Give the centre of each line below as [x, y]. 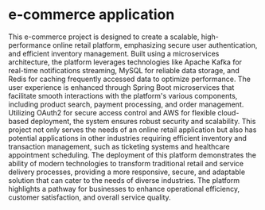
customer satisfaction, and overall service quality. [90, 197]
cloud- [228, 112]
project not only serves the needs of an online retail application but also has [132, 130]
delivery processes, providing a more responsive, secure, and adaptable [127, 172]
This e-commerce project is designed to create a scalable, [104, 37]
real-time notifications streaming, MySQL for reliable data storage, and [124, 70]
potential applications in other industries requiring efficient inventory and [127, 138]
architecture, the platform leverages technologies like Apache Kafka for [125, 62]
